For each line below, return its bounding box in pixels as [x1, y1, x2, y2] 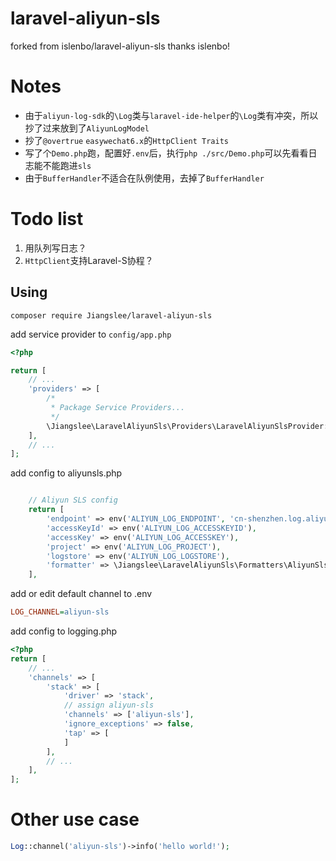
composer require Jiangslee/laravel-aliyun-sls [10, 310, 213, 321]
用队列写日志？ [24, 242, 87, 254]
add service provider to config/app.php [10, 328, 172, 340]
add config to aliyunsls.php [10, 467, 123, 479]
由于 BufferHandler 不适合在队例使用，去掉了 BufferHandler [24, 172, 265, 184]
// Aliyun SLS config [28, 495, 118, 506]
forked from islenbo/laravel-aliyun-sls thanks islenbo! [10, 40, 231, 52]
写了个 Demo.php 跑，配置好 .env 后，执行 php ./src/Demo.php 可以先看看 [24, 147, 309, 159]
